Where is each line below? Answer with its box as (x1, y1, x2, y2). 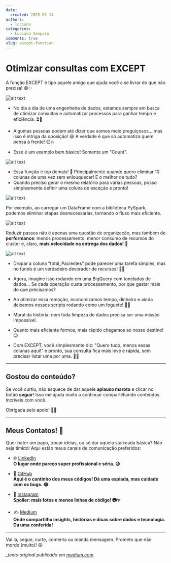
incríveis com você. (6, 397, 47, 403)
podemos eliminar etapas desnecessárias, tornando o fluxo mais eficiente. (6, 210, 162, 216)
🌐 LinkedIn (13, 455, 36, 461)
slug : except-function (6, 41, 54, 46)
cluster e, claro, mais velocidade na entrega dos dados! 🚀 (6, 240, 128, 247)
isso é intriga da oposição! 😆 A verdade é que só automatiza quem (13, 133, 154, 139)
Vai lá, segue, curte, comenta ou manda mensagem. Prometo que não (6, 537, 152, 543)
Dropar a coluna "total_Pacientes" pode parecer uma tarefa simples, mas (13, 260, 166, 266)
